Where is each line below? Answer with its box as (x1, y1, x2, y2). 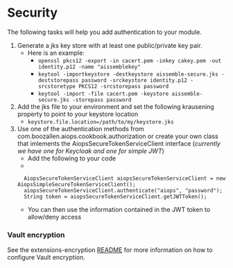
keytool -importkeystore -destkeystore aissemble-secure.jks (37, 71, 218, 78)
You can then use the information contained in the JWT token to (27, 205, 211, 213)
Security (7, 5, 58, 21)
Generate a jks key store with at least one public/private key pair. (17, 41, 202, 49)
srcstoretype (37, 83, 76, 90)
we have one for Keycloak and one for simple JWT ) (17, 146, 165, 155)
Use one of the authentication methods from (17, 124, 144, 133)
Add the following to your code (27, 154, 116, 162)
